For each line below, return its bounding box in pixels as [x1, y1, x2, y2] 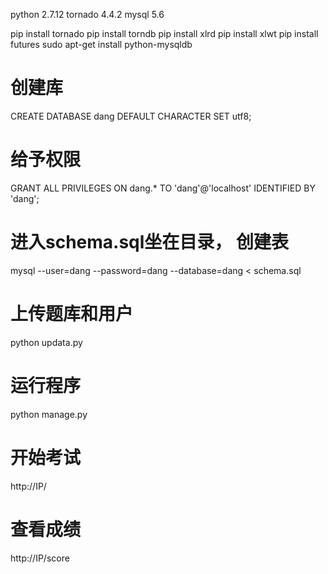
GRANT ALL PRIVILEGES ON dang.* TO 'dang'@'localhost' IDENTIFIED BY [10, 182, 316, 194]
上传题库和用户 [10, 303, 134, 325]
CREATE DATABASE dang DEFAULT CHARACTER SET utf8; [10, 110, 252, 122]
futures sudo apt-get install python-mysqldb [10, 39, 193, 50]
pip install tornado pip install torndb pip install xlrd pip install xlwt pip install [10, 28, 319, 39]
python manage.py [10, 408, 88, 420]
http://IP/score [10, 552, 70, 564]
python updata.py [10, 336, 83, 348]
